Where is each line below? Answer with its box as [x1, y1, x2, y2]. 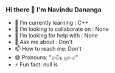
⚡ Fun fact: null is [14, 61, 58, 68]
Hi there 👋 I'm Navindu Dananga [5, 5, 102, 14]
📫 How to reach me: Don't [14, 45, 82, 52]
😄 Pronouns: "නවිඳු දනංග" [14, 54, 78, 61]
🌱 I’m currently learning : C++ [14, 19, 89, 27]
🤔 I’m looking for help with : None [14, 32, 98, 39]
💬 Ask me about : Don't [14, 39, 73, 46]
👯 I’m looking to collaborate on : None [14, 25, 109, 33]
